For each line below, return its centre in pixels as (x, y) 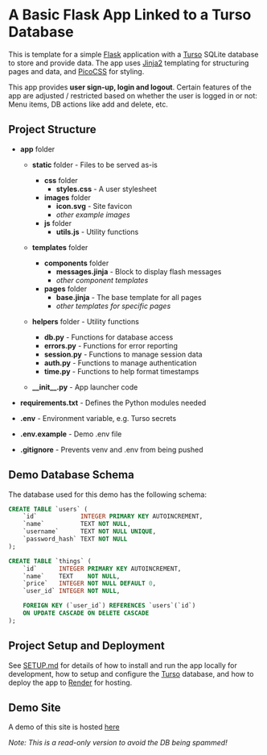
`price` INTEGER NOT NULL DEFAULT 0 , (90, 584)
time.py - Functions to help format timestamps (121, 371)
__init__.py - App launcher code (85, 387)
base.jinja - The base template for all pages (129, 297)
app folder (37, 149)
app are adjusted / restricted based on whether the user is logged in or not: (133, 95)
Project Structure (52, 129)
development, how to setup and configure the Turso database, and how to (131, 674)
